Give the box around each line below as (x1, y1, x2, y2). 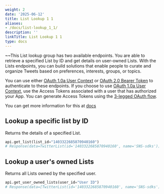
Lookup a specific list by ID (5, 117, 89, 125)
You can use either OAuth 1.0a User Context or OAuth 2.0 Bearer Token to (5, 77, 153, 83)
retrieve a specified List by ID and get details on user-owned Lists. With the (5, 57, 156, 64)
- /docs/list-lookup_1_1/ (5, 25, 58, 30)
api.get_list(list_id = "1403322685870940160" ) (5, 139, 99, 145)
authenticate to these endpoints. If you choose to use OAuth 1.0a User (5, 83, 146, 89)
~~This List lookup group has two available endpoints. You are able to (5, 52, 145, 58)
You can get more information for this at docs (5, 102, 97, 108)
